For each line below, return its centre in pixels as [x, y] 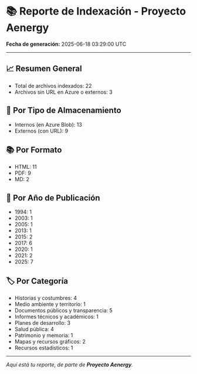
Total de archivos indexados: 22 [53, 86]
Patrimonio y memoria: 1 [44, 335]
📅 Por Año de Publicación [53, 198]
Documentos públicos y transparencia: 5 [64, 310]
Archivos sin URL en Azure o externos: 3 [63, 92]
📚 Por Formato [34, 150]
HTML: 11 [26, 167]
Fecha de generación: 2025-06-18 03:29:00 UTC [66, 44]
